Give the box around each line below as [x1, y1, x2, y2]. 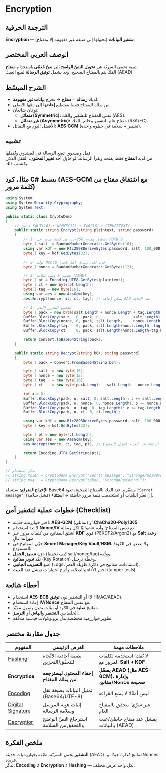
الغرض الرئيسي [52, 644, 85, 651]
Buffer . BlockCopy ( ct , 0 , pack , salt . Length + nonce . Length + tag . [23, 328, 161, 333]
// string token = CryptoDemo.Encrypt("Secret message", [5, 473, 125, 478]
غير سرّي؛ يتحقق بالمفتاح [99, 701, 151, 708]
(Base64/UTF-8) [42, 693, 83, 700]
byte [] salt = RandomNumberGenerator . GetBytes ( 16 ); [23, 241, 134, 247]
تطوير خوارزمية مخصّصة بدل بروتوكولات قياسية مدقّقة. [12, 615, 113, 621]
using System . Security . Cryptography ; [5, 200, 83, 206]
